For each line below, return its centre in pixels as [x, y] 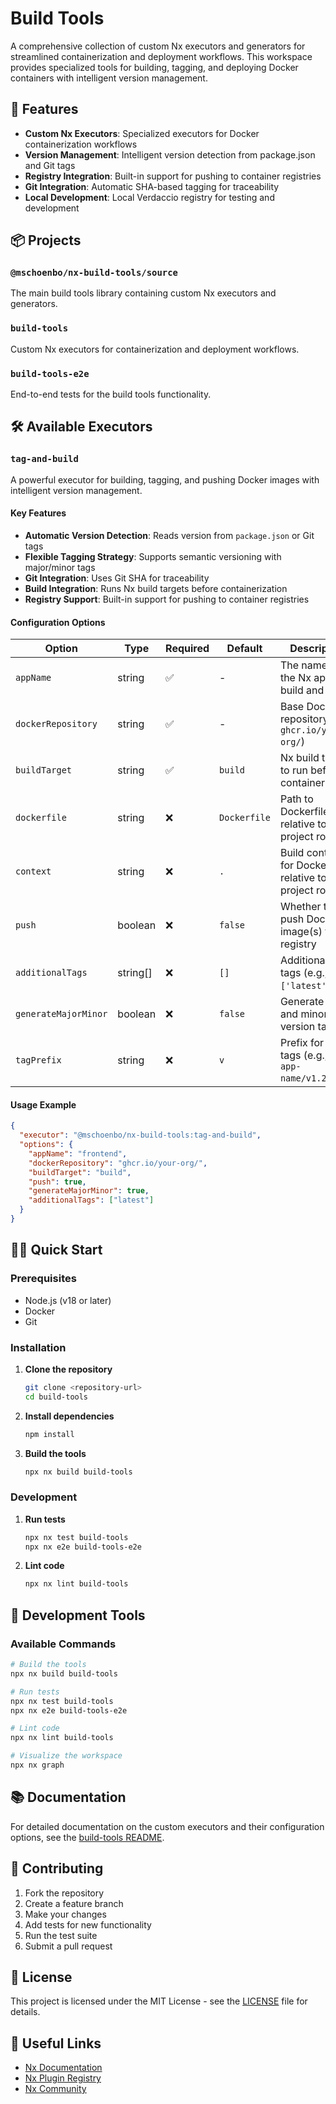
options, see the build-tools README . [87, 1837]
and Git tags [50, 165]
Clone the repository [68, 1369]
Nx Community [55, 2089]
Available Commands [63, 1644]
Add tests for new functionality [88, 1924]
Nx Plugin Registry [63, 2078]
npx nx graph [37, 1765]
